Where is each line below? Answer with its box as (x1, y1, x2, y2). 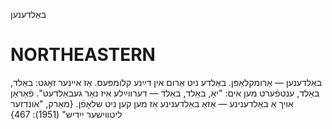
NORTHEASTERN (10, 44, 156, 66)
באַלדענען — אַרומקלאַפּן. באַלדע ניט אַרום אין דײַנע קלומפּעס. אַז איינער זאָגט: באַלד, (10, 76, 323, 88)
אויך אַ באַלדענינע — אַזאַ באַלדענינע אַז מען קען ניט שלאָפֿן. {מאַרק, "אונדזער (10, 97, 294, 109)
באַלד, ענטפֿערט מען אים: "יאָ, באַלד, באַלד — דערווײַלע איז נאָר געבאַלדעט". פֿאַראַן (10, 87, 320, 99)
